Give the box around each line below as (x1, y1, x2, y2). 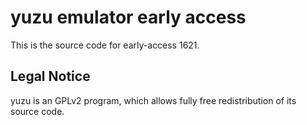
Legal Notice (10, 68, 91, 85)
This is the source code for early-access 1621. (10, 39, 200, 51)
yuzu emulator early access (10, 6, 247, 29)
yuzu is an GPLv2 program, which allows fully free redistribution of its (10, 94, 297, 106)
